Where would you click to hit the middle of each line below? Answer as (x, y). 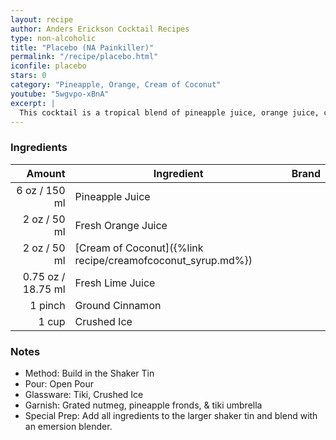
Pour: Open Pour (59, 383)
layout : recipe (42, 19)
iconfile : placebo (48, 66)
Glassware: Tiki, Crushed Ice (84, 394)
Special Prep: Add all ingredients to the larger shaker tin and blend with (171, 415)
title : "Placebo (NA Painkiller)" (82, 47)
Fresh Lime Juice (115, 283)
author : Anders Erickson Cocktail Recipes (100, 29)
